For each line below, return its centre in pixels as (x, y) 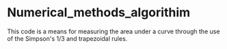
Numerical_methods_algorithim (99, 13)
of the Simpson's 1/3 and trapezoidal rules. (67, 38)
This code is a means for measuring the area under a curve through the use (113, 31)
